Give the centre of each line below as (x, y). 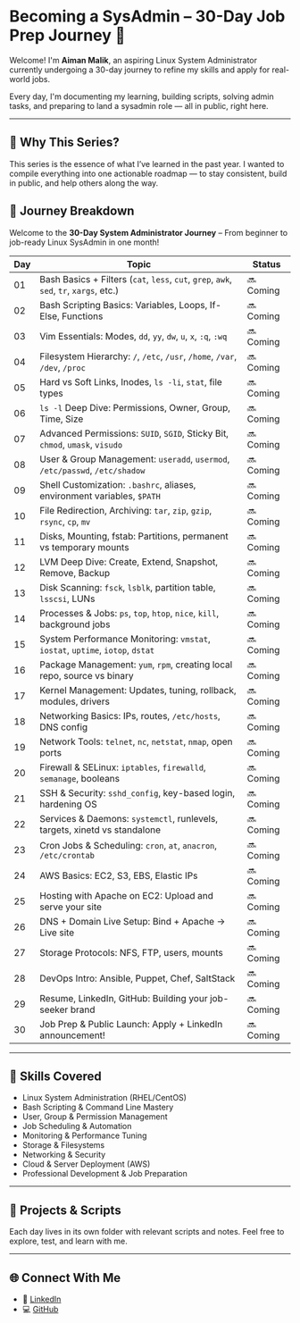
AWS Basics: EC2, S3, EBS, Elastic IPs (119, 875)
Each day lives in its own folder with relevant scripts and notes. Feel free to (147, 1232)
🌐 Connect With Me (65, 1278)
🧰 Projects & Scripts (66, 1210)
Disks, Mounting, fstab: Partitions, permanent (134, 536)
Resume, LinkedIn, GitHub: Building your (124, 998)
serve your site (71, 907)
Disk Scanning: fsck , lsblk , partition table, (128, 587)
